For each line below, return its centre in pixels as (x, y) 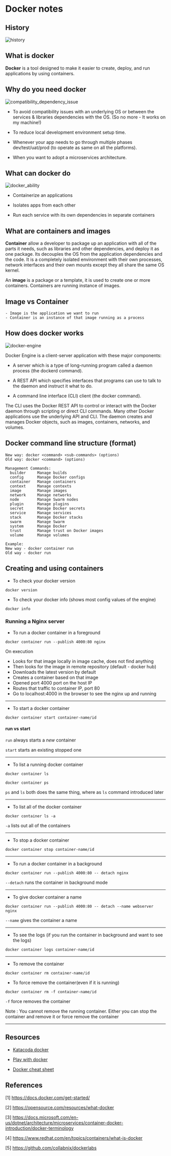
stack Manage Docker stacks (46, 517)
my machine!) (27, 122)
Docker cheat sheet (33, 1069)
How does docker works (45, 333)
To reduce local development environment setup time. (69, 132)
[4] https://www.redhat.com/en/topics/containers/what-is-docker (74, 1138)
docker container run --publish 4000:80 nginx (55, 642)
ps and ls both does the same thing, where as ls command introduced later (84, 792)
